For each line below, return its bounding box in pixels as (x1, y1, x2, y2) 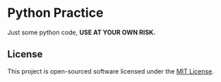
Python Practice (7, 5, 104, 21)
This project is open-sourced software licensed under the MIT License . (7, 67, 214, 75)
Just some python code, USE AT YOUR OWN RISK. (7, 28, 156, 36)
